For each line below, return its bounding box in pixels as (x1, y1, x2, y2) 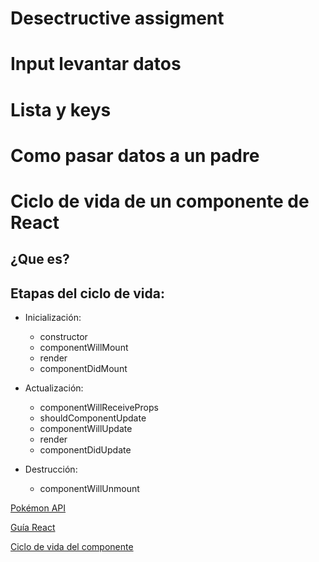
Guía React (10, 522, 56, 534)
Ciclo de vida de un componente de (10, 190, 310, 212)
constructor (39, 331, 88, 343)
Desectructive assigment (10, 7, 225, 30)
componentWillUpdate (39, 423, 133, 435)
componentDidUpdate (39, 444, 132, 456)
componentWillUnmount (39, 483, 140, 495)
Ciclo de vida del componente (10, 541, 134, 553)
